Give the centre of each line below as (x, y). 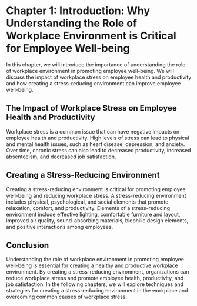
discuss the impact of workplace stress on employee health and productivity (99, 77)
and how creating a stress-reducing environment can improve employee (94, 83)
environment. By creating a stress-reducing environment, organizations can (98, 272)
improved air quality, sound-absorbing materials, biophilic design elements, (97, 220)
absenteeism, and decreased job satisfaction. (61, 157)
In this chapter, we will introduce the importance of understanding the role (96, 64)
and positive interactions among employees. (60, 227)
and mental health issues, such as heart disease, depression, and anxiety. (96, 144)
